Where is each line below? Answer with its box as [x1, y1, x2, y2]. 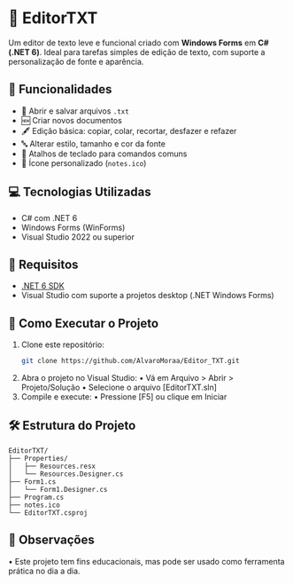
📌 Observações [8, 533, 95, 548]
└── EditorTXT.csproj [8, 508, 89, 518]
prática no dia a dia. [8, 565, 81, 576]
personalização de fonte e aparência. [8, 56, 144, 67]
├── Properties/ [8, 454, 68, 462]
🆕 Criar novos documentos [20, 115, 123, 125]
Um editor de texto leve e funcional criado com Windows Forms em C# [8, 37, 269, 48]
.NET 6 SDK [20, 281, 65, 291]
